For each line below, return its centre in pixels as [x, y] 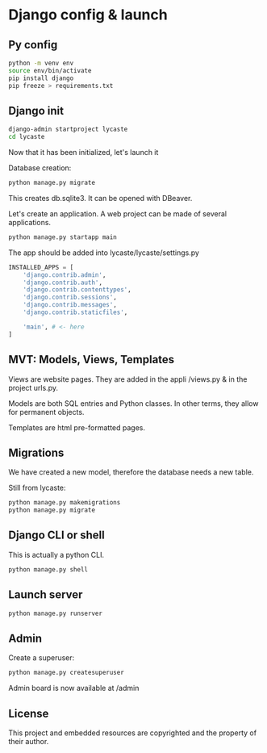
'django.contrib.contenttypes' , [77, 290]
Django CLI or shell [56, 535]
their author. [29, 741]
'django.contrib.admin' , [65, 275]
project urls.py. [33, 387]
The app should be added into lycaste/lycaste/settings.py [104, 253]
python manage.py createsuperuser [67, 673]
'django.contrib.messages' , [70, 305]
